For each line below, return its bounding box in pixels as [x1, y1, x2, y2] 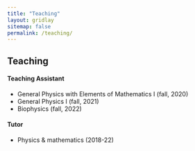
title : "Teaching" [7, 10, 60, 17]
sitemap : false [7, 23, 51, 30]
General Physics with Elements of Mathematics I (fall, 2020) [17, 89, 189, 98]
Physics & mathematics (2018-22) [17, 136, 115, 144]
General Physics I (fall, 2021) [17, 97, 99, 105]
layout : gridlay [7, 17, 54, 24]
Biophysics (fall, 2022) [17, 105, 82, 113]
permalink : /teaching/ [7, 29, 73, 37]
